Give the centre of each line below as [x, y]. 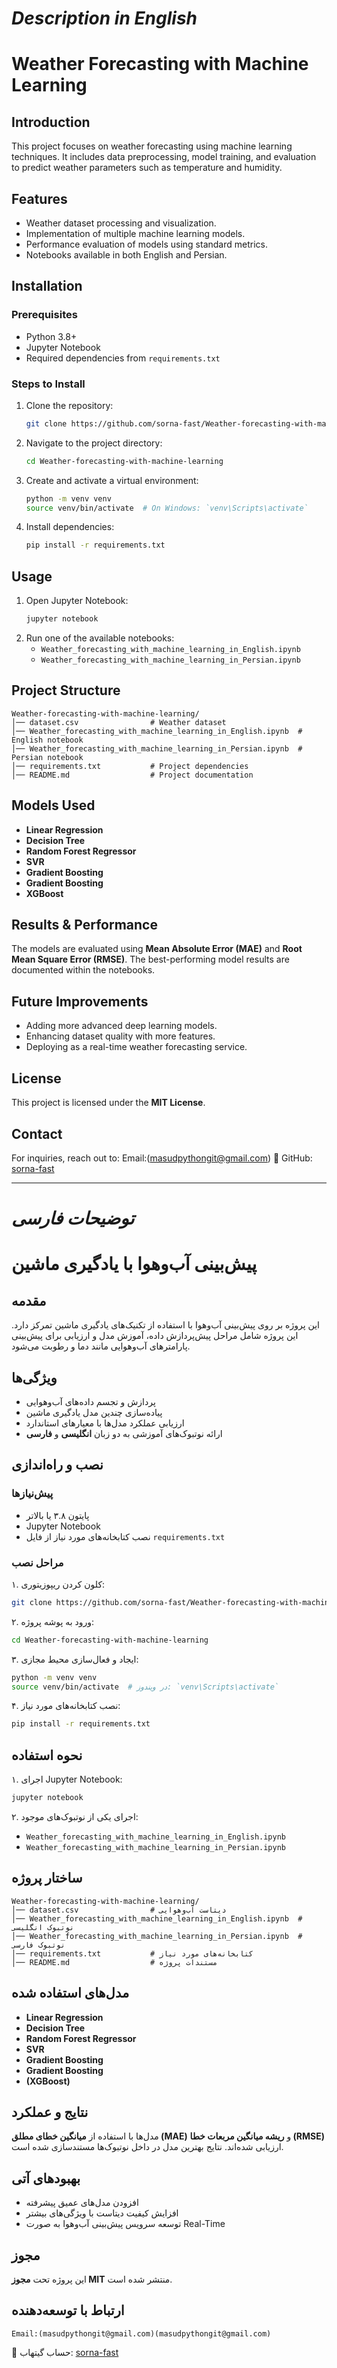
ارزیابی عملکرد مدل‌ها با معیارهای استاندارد [105, 1423]
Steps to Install [48, 384]
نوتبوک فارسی [38, 1945]
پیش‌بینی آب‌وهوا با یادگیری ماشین [134, 1264]
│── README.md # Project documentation [132, 775]
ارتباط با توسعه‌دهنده [68, 2310]
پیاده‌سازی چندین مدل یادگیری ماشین [94, 1412]
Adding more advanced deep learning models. [121, 1026]
